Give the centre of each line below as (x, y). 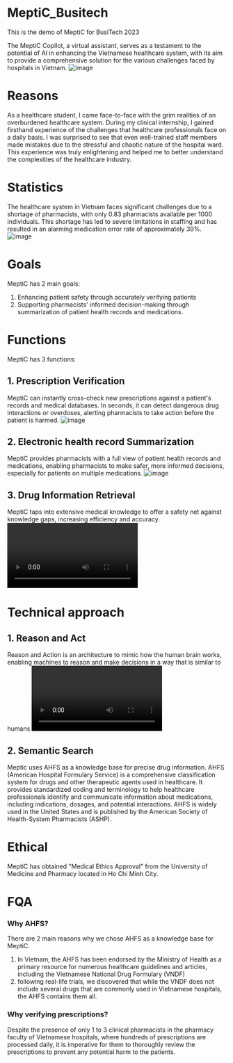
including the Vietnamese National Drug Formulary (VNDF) (101, 974)
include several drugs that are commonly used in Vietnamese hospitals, (120, 989)
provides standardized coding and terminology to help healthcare (101, 789)
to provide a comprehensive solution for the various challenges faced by (111, 60)
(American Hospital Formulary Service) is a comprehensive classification (111, 774)
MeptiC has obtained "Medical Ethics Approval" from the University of (107, 866)
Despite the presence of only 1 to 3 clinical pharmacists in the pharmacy (111, 1030)
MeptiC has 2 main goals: (43, 284)
